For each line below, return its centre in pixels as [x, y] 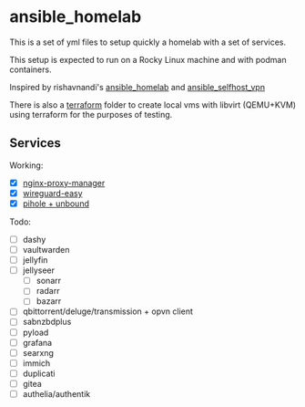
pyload [36, 332]
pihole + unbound [56, 203]
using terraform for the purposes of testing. [91, 114]
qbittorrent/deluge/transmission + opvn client [108, 311]
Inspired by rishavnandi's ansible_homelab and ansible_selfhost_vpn [137, 87]
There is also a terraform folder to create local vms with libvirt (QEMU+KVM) [153, 104]
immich [36, 363]
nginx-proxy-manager [64, 183]
